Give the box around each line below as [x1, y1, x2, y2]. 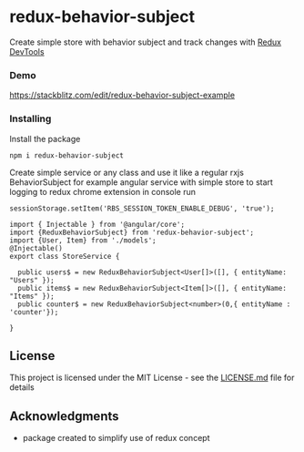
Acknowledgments [9, 408, 120, 424]
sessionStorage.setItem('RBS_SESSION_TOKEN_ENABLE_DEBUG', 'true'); [9, 203, 275, 213]
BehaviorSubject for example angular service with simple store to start [9, 176, 273, 188]
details [9, 382, 35, 393]
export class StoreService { [9, 252, 120, 261]
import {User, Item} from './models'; [9, 235, 157, 245]
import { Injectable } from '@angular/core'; [9, 220, 185, 229]
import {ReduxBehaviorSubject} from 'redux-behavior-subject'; [9, 228, 255, 237]
